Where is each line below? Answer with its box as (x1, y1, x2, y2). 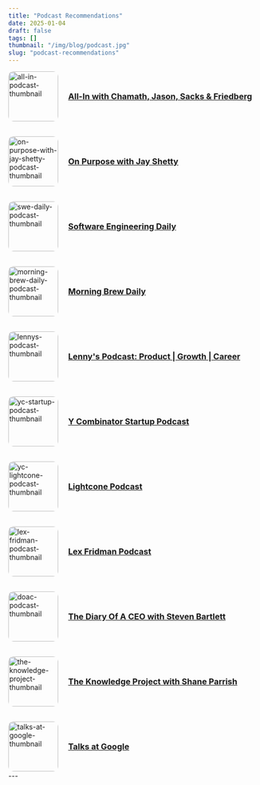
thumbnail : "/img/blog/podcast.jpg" (8, 42, 130, 50)
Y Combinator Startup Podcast (68, 416, 190, 427)
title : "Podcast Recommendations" (8, 11, 124, 20)
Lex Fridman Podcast (68, 546, 152, 557)
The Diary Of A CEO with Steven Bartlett (68, 611, 226, 622)
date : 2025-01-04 (8, 19, 66, 27)
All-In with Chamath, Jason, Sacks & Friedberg (68, 91, 253, 102)
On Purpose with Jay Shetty (68, 156, 179, 166)
